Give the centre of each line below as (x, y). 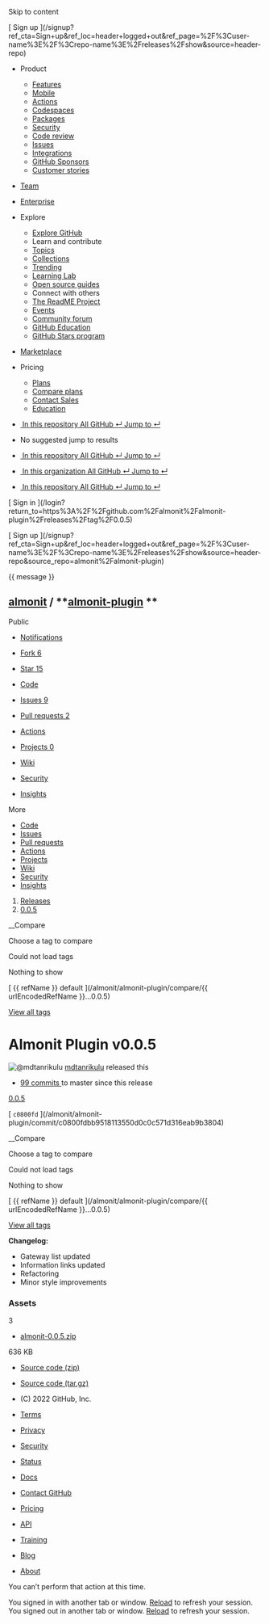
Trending (47, 267)
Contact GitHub (46, 1493)
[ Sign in (22, 503)
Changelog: (29, 1240)
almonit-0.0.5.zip (48, 1336)
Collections (51, 259)
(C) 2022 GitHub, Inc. (56, 1399)
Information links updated (62, 1264)
